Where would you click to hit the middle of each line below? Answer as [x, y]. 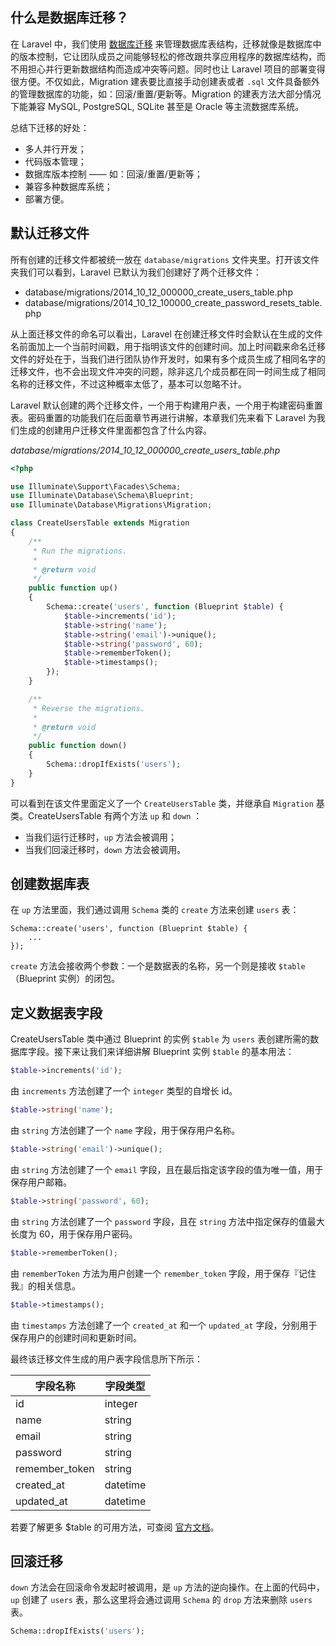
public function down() [78, 746]
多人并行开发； [55, 149]
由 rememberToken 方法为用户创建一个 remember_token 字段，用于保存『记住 [163, 1273]
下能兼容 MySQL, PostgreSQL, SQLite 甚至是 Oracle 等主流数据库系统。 [157, 106]
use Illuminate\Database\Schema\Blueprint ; [102, 496]
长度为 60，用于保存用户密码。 [74, 1234]
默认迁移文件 [50, 233]
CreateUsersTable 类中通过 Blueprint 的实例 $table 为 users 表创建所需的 [160, 1039]
